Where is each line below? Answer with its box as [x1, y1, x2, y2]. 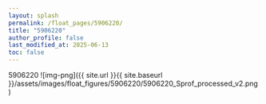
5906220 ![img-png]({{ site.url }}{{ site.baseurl [8, 71, 163, 79]
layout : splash [8, 11, 59, 20]
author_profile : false [8, 33, 84, 42]
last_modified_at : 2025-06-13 [8, 41, 109, 49]
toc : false [8, 48, 45, 56]
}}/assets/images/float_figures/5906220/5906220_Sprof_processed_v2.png [8, 79, 258, 88]
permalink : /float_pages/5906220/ [8, 19, 124, 27]
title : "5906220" [8, 26, 66, 34]
